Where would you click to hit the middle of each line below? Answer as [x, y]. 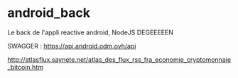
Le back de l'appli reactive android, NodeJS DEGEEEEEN [91, 32]
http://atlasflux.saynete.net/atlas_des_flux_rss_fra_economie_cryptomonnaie [119, 59]
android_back [49, 13]
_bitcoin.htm [26, 67]
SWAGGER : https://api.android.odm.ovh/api [72, 46]
